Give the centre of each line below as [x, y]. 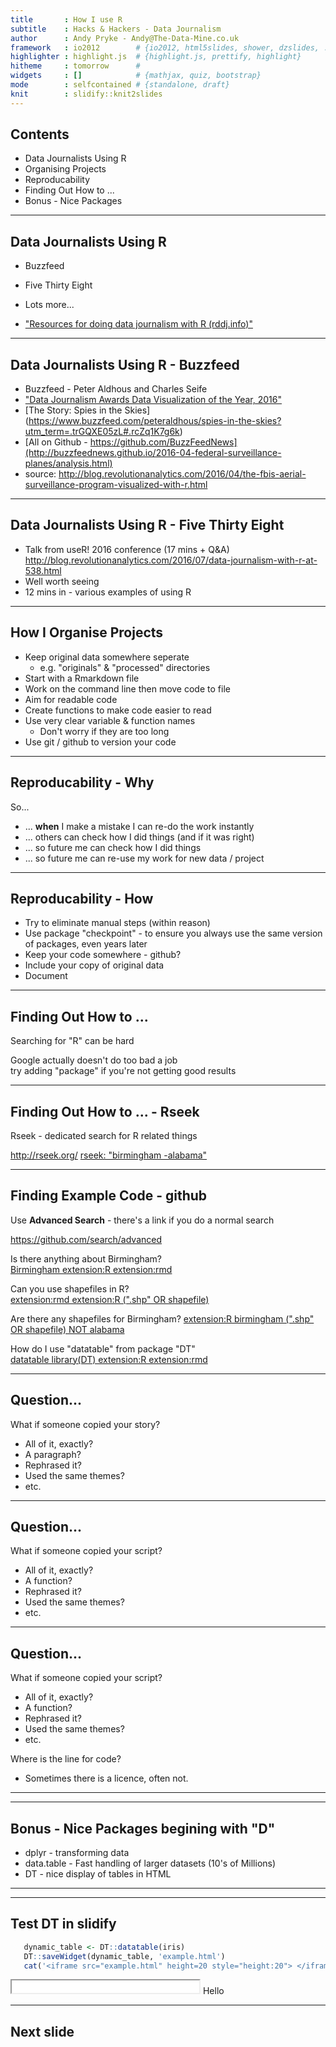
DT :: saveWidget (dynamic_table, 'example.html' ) [124, 1956]
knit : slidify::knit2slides [86, 94]
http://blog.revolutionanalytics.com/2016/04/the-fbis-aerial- [182, 474]
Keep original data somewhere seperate [107, 657]
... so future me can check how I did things [113, 847]
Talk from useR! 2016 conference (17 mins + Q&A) [127, 549]
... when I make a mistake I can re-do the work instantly [139, 826]
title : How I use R [66, 19]
